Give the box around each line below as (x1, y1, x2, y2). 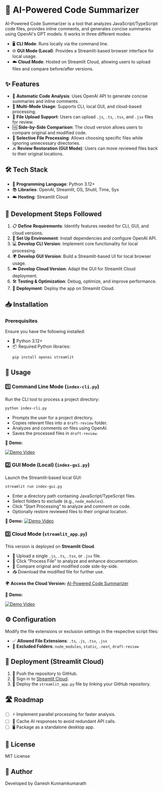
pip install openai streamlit (12, 355, 74, 360)
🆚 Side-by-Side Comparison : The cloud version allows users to (12, 124, 143, 130)
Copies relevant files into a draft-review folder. (12, 420, 108, 426)
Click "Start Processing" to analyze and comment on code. (12, 503, 131, 509)
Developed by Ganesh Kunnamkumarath (5, 780, 87, 787)
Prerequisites (5, 317, 38, 324)
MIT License (5, 753, 30, 759)
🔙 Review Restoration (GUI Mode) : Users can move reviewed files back (12, 145, 158, 151)
